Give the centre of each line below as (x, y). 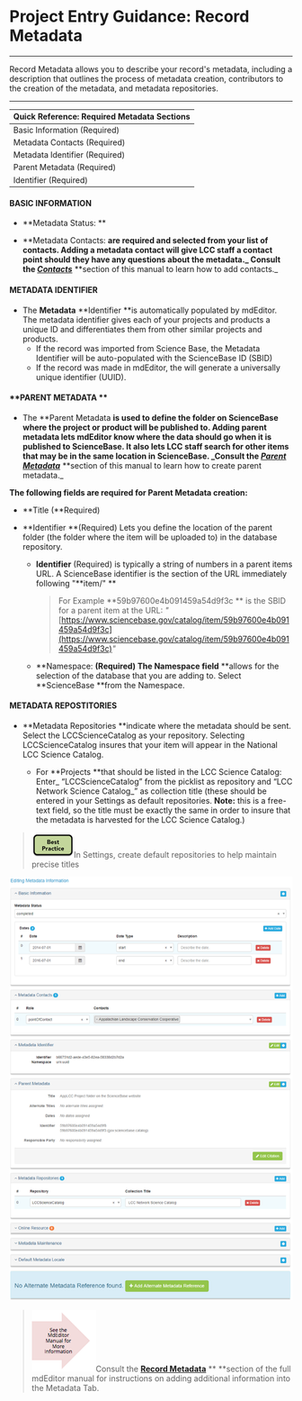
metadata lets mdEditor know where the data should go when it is (147, 437)
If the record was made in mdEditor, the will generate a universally (158, 368)
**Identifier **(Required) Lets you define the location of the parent (147, 527)
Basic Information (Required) (66, 130)
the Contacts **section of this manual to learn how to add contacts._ (150, 269)
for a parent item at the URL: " (113, 610)
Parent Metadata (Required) (65, 168)
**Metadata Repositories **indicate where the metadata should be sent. (157, 726)
